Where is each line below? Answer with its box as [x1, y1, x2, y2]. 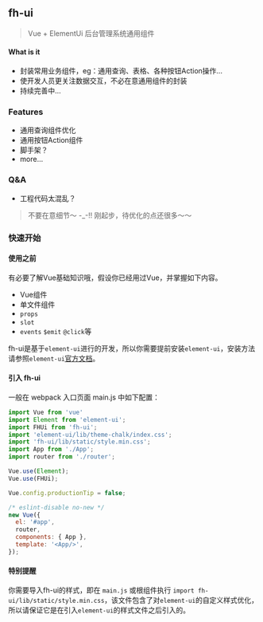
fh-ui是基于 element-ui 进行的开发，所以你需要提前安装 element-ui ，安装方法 [8, 343, 256, 353]
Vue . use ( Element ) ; [8, 467, 69, 475]
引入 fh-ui [8, 373, 41, 383]
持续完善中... [19, 86, 61, 96]
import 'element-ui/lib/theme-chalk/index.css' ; [8, 431, 172, 439]
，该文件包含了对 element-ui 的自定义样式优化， [104, 596, 258, 605]
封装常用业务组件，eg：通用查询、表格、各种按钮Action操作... [19, 66, 222, 76]
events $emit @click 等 [19, 326, 92, 336]
